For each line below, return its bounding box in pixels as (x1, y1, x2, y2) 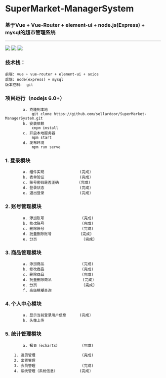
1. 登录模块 (5, 157, 31, 164)
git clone (31, 112, 52, 117)
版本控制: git (5, 82, 34, 87)
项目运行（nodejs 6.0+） (5, 95, 65, 102)
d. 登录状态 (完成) (23, 186, 91, 190)
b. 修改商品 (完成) (23, 266, 94, 272)
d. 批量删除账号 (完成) (23, 231, 92, 236)
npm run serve (31, 145, 61, 150)
